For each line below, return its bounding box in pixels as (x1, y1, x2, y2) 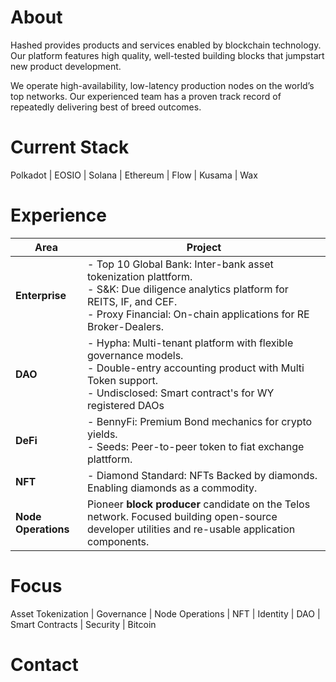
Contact (10, 653, 79, 676)
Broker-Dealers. (87, 319, 164, 333)
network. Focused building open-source (87, 509, 278, 523)
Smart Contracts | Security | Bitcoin (10, 618, 157, 630)
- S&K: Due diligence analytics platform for (87, 282, 289, 296)
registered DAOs (87, 398, 165, 412)
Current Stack (10, 136, 130, 159)
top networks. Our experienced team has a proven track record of (10, 90, 282, 102)
